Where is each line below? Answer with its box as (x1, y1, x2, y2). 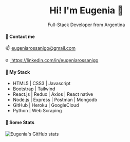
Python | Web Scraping (12, 108, 62, 114)
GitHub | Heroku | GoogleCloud (12, 102, 79, 108)
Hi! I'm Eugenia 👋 (49, 5, 123, 16)
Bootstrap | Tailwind (12, 86, 55, 92)
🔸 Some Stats (5, 119, 35, 125)
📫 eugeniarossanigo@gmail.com (5, 45, 76, 51)
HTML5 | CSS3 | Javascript (12, 80, 71, 87)
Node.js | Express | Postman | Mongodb (12, 97, 98, 103)
